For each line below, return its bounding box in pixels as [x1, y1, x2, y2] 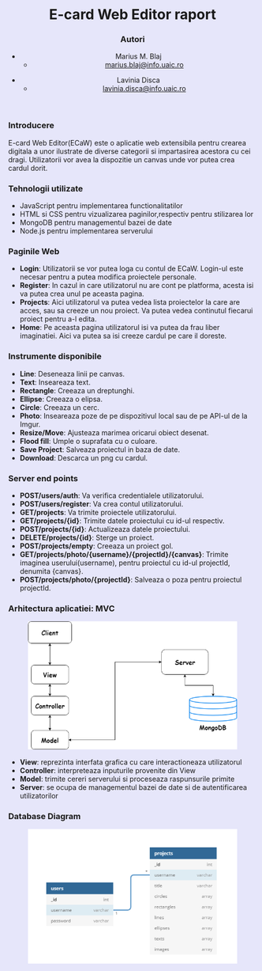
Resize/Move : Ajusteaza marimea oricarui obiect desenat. [19, 427, 209, 437]
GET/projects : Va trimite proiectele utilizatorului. [19, 508, 177, 518]
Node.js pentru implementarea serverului [19, 226, 153, 236]
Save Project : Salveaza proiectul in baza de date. [19, 445, 180, 454]
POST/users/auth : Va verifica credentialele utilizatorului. [19, 491, 204, 500]
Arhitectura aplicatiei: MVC [8, 603, 115, 614]
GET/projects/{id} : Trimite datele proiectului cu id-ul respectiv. [19, 516, 225, 525]
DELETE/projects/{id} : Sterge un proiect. [19, 533, 155, 543]
